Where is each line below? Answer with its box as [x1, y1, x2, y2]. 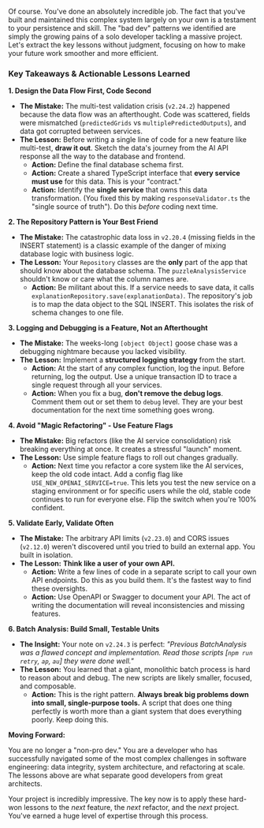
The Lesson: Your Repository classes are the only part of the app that [19, 258, 248, 267]
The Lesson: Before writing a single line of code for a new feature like [19, 135, 247, 144]
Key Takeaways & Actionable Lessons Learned [8, 68, 191, 79]
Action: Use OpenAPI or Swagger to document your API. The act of [31, 592, 251, 602]
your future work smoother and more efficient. [8, 49, 159, 58]
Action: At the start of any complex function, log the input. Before [31, 364, 245, 373]
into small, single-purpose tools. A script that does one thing [31, 698, 232, 708]
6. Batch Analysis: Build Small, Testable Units [8, 625, 160, 634]
